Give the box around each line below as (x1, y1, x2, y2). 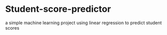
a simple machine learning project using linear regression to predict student (5, 20, 162, 26)
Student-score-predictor (5, 3, 111, 15)
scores (5, 25, 20, 31)
